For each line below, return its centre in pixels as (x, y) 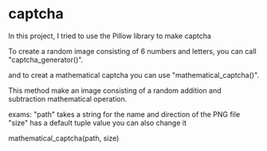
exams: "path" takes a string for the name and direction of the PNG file (124, 114)
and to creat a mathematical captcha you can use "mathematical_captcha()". (134, 75)
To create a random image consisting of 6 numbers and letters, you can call (132, 51)
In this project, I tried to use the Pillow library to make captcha (110, 36)
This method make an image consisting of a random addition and (115, 90)
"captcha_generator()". (46, 60)
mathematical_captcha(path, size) (64, 138)
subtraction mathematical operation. (68, 99)
